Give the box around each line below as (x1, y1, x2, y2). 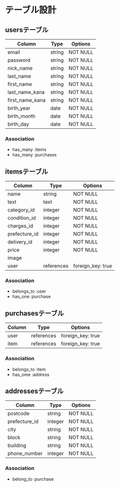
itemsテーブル (5, 167, 48, 176)
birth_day (7, 121, 30, 127)
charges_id (7, 222, 33, 229)
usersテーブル (5, 26, 49, 34)
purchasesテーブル (5, 309, 64, 317)
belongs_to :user (12, 288, 46, 294)
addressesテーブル (5, 387, 64, 395)
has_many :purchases (12, 152, 57, 158)
